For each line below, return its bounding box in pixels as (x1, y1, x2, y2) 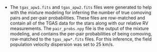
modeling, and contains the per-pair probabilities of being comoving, (10, 31, 152, 36)
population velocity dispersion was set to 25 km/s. (10, 41, 114, 47)
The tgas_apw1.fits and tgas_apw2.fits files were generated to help (10, 4, 152, 10)
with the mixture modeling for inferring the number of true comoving (10, 9, 151, 15)
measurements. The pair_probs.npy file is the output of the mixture (10, 25, 149, 31)
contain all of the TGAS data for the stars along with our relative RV (10, 20, 149, 26)
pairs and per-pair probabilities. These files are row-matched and (10, 15, 145, 20)
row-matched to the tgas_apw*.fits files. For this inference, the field (10, 36, 152, 42)
